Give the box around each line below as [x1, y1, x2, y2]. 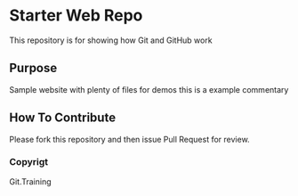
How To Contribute [9, 110, 117, 126]
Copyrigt [9, 156, 49, 168]
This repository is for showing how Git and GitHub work [9, 35, 213, 45]
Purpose [9, 61, 58, 76]
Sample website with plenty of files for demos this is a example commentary [9, 84, 289, 94]
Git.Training [9, 176, 52, 187]
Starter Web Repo [9, 5, 143, 26]
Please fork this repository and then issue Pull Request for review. [9, 134, 251, 144]
